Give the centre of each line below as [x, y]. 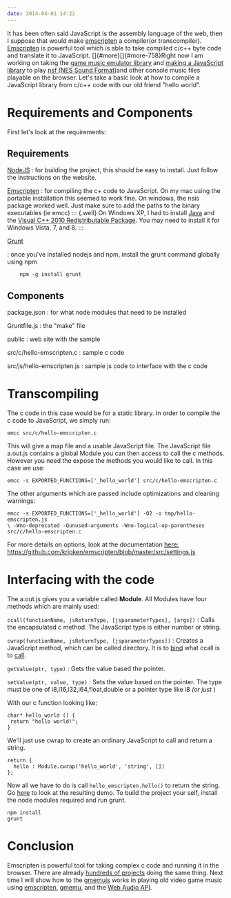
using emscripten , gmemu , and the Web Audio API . [80, 887]
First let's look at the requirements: [57, 131]
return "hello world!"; [44, 722]
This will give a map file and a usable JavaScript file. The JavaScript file [109, 446]
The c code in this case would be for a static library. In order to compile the [114, 413]
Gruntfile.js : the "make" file [46, 326]
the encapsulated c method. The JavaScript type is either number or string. [114, 627]
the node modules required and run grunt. [67, 800]
